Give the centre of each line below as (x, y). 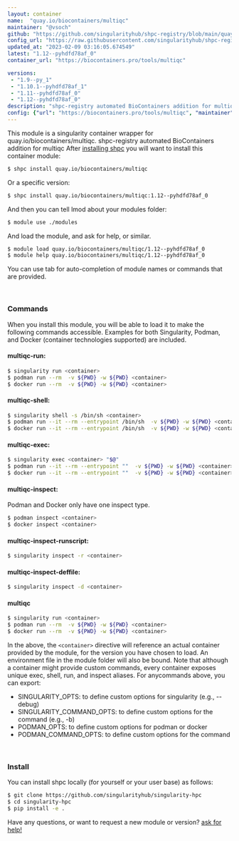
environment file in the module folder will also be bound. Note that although (118, 660)
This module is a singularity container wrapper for (80, 133)
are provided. (27, 277)
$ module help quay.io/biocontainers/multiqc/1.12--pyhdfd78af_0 (106, 256)
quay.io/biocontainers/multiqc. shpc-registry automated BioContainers (111, 140)
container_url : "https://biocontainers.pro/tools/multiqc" (97, 61)
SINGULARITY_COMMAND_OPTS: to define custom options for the (115, 711)
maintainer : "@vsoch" (39, 27)
